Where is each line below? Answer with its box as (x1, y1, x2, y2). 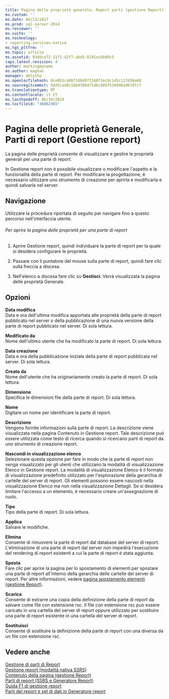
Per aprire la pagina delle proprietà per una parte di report (5, 227, 128, 233)
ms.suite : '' (5, 31, 33, 36)
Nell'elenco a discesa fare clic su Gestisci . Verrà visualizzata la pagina (12, 273, 160, 279)
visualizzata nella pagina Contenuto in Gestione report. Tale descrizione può (5, 430, 164, 436)
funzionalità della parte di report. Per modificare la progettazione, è (5, 172, 146, 178)
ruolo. (5, 494, 18, 500)
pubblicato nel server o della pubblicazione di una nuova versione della (5, 317, 154, 323)
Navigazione (5, 197, 46, 205)
